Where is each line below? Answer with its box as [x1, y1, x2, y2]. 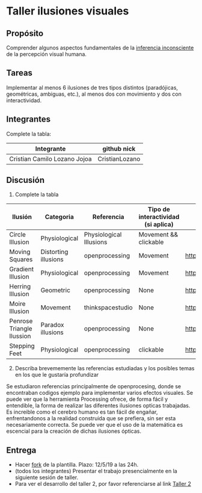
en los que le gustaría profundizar [14, 371, 99, 379]
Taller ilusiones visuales [6, 4, 129, 18]
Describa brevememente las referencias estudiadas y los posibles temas [14, 365, 195, 372]
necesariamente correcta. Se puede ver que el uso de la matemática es [6, 421, 183, 429]
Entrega [6, 445, 37, 455]
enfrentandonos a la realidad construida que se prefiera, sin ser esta [6, 415, 176, 422]
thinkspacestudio [84, 303, 133, 312]
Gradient [9, 265, 34, 273]
